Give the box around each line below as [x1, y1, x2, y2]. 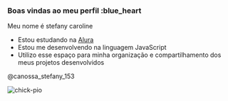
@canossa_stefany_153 [7, 72, 75, 80]
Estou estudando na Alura [17, 36, 94, 44]
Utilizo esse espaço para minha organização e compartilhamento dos [17, 51, 222, 59]
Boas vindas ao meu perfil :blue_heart [7, 6, 142, 16]
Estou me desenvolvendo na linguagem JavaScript [17, 43, 167, 52]
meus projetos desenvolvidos [17, 58, 105, 67]
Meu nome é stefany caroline [7, 22, 93, 31]
